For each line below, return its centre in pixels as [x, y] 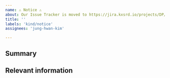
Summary [21, 53]
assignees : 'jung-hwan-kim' [35, 29]
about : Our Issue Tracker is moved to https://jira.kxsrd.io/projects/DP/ [86, 15]
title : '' [16, 19]
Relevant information [39, 70]
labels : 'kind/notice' [29, 24]
